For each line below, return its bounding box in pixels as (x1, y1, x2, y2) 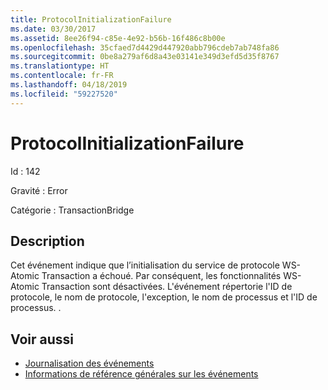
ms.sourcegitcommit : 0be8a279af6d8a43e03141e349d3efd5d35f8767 (10, 52, 280, 62)
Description (10, 232, 85, 250)
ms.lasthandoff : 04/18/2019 (10, 80, 128, 90)
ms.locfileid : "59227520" (10, 89, 118, 99)
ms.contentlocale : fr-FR (10, 71, 114, 81)
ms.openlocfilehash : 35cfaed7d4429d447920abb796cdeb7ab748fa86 (10, 42, 280, 53)
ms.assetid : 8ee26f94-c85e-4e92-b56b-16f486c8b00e (10, 33, 226, 43)
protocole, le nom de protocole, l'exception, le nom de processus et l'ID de (10, 291, 318, 303)
